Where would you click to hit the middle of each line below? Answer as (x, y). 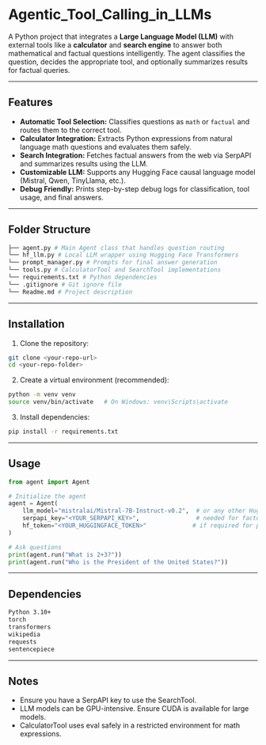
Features (30, 103)
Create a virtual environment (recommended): (94, 380)
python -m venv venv (42, 395)
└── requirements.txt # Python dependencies (83, 277)
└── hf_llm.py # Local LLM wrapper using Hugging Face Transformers (123, 255)
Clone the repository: (54, 343)
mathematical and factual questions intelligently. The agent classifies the (127, 53)
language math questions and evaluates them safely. (105, 146)
